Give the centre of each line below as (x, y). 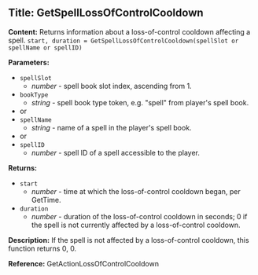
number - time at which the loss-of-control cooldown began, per (136, 191)
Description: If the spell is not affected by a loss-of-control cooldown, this (129, 240)
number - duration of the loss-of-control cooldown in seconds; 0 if (139, 216)
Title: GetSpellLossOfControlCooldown (106, 13)
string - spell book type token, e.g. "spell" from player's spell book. (140, 102)
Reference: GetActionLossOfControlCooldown (84, 263)
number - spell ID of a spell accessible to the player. (116, 152)
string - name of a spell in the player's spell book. (111, 127)
